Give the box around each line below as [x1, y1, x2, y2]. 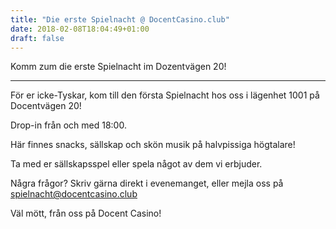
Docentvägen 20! [10, 100, 82, 112]
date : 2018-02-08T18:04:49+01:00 [10, 24, 150, 34]
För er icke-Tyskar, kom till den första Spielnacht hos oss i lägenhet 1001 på [10, 89, 320, 101]
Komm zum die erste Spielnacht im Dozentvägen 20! [10, 61, 227, 73]
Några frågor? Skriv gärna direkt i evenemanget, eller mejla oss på [10, 177, 284, 190]
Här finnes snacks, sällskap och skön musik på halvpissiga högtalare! [10, 139, 296, 151]
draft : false [10, 33, 65, 43]
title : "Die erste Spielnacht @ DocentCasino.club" [10, 14, 230, 25]
